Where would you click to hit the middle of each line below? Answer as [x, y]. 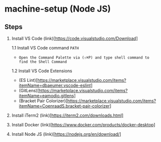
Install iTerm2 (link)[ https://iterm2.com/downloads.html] [67, 115]
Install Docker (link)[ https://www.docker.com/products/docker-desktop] [83, 125]
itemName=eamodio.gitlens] [47, 96]
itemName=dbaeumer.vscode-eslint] [56, 85]
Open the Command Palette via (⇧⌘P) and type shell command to [84, 58]
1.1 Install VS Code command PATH [45, 48]
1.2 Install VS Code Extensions [42, 71]
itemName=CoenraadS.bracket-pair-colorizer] [65, 106]
